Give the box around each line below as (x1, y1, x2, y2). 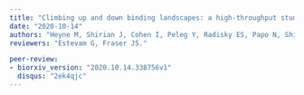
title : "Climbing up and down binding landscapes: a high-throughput (9, 13, 278, 23)
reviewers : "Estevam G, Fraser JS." (9, 38, 147, 48)
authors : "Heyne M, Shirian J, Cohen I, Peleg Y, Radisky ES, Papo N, (9, 30, 281, 39)
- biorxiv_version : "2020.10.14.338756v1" (9, 63, 172, 72)
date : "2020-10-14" (9, 22, 83, 31)
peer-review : (9, 55, 59, 64)
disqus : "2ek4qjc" (17, 71, 88, 81)
